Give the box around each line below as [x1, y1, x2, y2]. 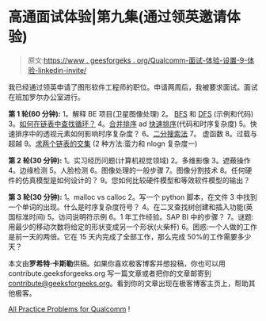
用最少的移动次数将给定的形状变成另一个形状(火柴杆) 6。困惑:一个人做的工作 [8, 222, 257, 231]
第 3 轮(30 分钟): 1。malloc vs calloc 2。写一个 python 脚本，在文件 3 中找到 [8, 192, 257, 201]
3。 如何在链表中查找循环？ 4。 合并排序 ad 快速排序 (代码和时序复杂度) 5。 [8, 119, 251, 128]
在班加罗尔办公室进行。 [8, 92, 85, 101]
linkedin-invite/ [38, 65, 87, 75]
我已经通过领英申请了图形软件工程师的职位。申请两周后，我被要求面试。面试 [8, 82, 258, 92]
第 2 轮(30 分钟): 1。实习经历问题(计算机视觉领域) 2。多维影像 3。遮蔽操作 [8, 155, 251, 165]
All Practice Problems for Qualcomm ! [8, 304, 131, 314]
